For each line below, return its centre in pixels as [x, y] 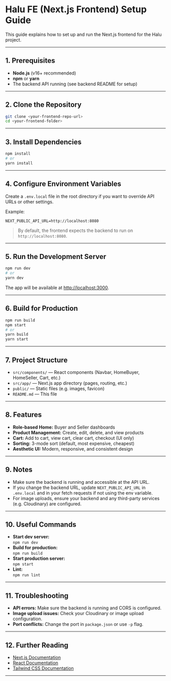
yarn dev [15, 278]
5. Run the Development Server [56, 256]
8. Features [24, 415]
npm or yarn [26, 78]
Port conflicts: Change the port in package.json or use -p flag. [78, 624]
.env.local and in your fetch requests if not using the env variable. [83, 493]
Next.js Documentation [37, 657]
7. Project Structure [36, 360]
